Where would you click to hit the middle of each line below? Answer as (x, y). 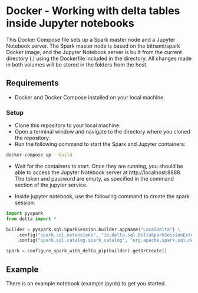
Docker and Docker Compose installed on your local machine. (90, 97)
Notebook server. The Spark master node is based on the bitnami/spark (93, 46)
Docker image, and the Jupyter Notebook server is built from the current (94, 52)
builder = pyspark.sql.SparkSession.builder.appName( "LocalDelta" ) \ (93, 229)
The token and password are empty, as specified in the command (94, 178)
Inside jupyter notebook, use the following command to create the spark (102, 196)
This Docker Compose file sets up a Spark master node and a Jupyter (91, 39)
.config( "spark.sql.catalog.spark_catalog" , (72, 240)
